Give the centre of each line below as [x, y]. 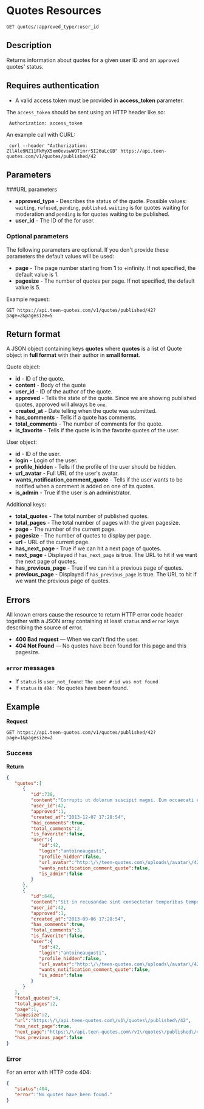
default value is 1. [37, 274]
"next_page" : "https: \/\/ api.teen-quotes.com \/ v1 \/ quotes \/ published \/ [106, 1032]
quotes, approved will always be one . [61, 404]
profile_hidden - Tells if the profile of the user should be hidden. [96, 467]
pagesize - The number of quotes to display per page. [83, 536]
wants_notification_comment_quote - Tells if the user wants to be [99, 480]
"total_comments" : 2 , [57, 828]
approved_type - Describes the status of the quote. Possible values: [101, 201]
